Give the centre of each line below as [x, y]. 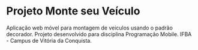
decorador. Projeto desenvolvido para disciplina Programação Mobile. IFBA [99, 34]
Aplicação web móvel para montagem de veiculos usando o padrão [89, 28]
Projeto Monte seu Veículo [73, 11]
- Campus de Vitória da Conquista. [49, 40]
